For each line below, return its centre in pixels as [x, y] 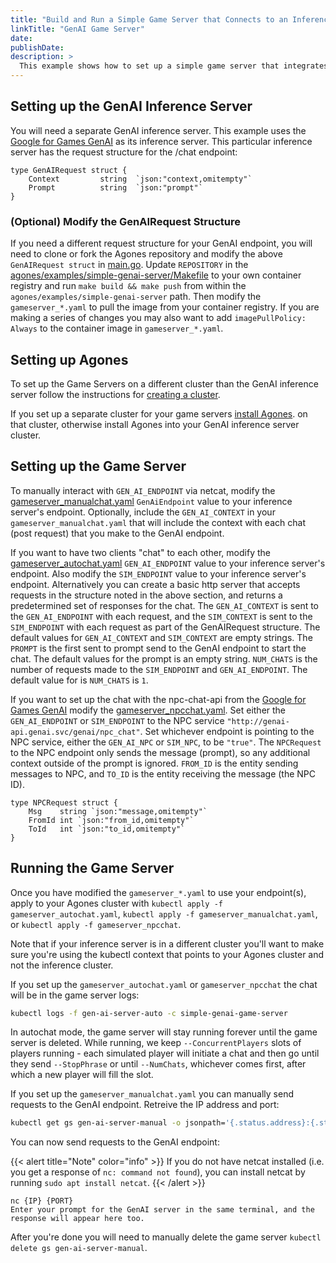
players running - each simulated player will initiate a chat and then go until [165, 1053]
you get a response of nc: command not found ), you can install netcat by [158, 1172]
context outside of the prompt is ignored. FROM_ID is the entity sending [154, 763]
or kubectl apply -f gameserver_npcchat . [96, 924]
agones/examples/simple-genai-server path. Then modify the [136, 297]
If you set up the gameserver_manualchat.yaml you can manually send [152, 1094]
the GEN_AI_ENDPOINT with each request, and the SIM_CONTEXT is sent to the [161, 616]
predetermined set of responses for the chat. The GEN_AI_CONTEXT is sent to [165, 605]
